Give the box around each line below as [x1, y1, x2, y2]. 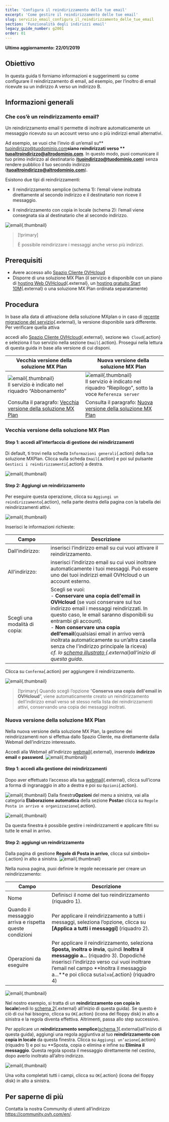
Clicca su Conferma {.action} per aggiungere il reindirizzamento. [5, 669, 135, 675]
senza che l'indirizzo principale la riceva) [50, 643, 147, 650]
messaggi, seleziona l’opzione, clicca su [51, 919, 146, 926]
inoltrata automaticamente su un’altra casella [50, 637, 156, 644]
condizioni [8, 931, 33, 938]
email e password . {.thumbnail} [5, 754, 88, 760]
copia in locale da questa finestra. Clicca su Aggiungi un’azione [5, 1037, 138, 1043]
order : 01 [5, 31, 26, 36]
